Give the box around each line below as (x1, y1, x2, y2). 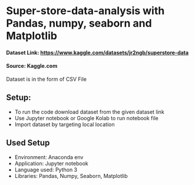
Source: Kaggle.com (6, 62, 58, 70)
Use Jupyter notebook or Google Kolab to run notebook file (14, 114, 159, 121)
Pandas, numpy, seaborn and (6, 16, 152, 30)
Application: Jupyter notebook (14, 160, 88, 167)
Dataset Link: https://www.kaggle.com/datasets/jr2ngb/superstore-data (6, 49, 189, 56)
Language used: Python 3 (14, 166, 78, 173)
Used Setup (6, 138, 50, 148)
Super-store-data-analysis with (6, 4, 165, 18)
